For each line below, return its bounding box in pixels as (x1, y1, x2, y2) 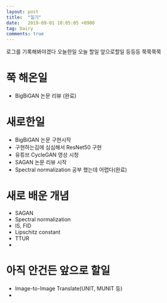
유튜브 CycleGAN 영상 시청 (14, 151, 79, 158)
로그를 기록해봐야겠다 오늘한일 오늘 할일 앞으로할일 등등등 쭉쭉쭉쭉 (6, 48, 162, 56)
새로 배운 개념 (6, 189, 69, 203)
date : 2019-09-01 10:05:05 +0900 (6, 20, 95, 26)
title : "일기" (6, 14, 42, 20)
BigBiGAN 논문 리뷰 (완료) (14, 92, 77, 99)
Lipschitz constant (14, 228, 61, 235)
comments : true (6, 31, 44, 37)
